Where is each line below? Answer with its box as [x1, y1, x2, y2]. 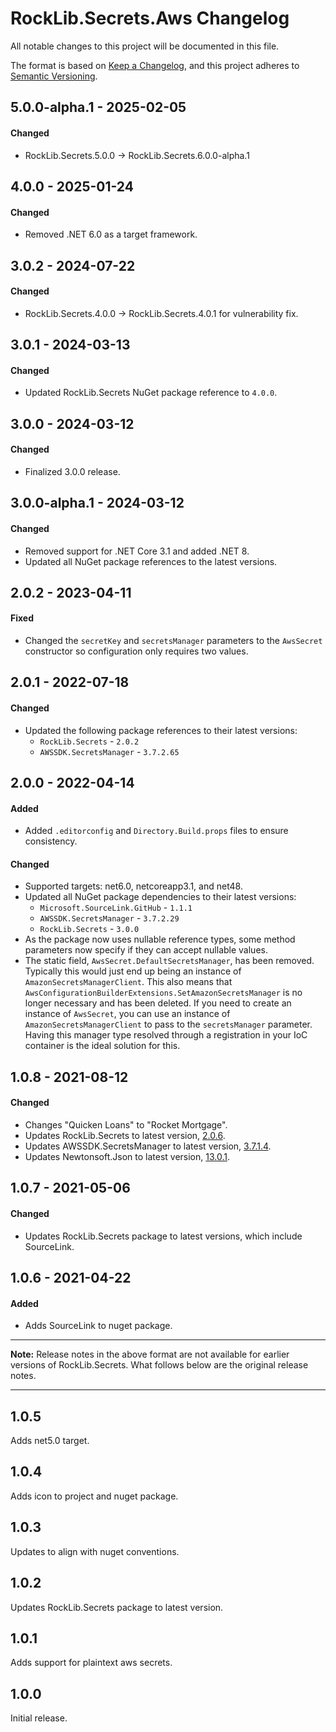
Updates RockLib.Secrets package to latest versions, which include [24, 1230, 303, 1242]
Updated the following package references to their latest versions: [24, 724, 298, 736]
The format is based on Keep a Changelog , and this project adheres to [10, 59, 300, 71]
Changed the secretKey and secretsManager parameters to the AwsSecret [24, 635, 323, 647]
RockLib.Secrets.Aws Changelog [10, 7, 290, 30]
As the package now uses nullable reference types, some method [24, 933, 296, 946]
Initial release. [10, 1712, 68, 1724]
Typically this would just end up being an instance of [24, 965, 242, 977]
